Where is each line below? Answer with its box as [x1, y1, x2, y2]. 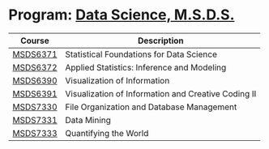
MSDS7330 [12, 101, 58, 113]
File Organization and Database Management [65, 101, 237, 113]
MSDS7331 [12, 114, 58, 126]
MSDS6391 [12, 87, 58, 99]
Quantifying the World [65, 127, 149, 138]
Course [19, 35, 50, 46]
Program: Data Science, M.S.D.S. [8, 6, 235, 24]
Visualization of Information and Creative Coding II [65, 87, 257, 99]
